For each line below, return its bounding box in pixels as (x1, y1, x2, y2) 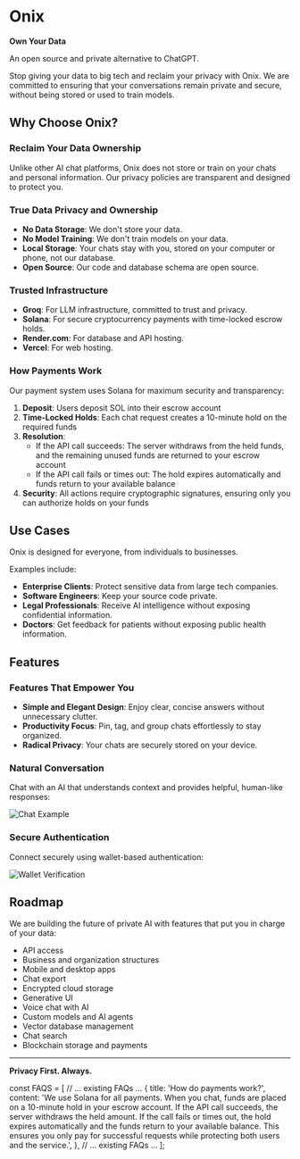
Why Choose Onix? (9, 115, 119, 130)
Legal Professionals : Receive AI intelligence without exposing (21, 600, 251, 611)
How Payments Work (9, 364, 103, 377)
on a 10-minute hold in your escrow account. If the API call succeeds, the (9, 1102, 279, 1113)
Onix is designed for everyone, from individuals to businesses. (9, 546, 238, 557)
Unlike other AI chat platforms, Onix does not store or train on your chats (9, 163, 277, 173)
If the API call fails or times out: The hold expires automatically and (35, 469, 281, 479)
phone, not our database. (21, 252, 116, 263)
